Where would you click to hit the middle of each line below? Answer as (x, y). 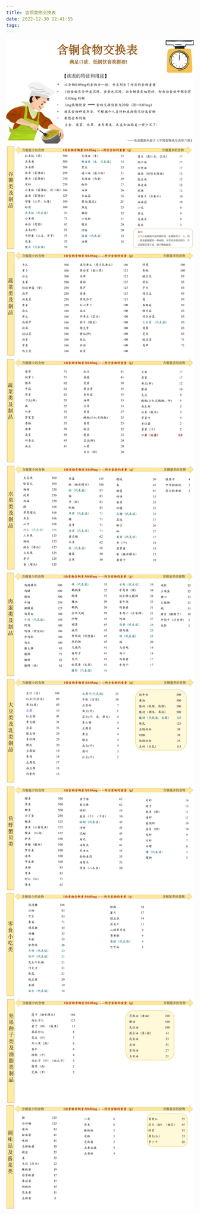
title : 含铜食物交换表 (31, 13)
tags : (13, 25)
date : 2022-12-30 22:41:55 (40, 19)
